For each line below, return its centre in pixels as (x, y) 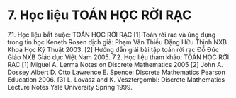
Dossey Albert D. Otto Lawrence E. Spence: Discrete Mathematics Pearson (116, 72)
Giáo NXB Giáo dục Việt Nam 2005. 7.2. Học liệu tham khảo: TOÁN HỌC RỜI (118, 57)
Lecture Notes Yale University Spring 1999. (70, 87)
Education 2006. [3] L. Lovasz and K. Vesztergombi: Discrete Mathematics (116, 79)
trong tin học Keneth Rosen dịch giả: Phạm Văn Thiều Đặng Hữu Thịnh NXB (117, 42)
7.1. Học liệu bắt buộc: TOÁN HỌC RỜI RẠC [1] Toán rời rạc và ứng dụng (112, 35)
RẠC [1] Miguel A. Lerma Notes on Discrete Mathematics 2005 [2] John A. (115, 64)
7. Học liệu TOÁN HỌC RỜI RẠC (100, 15)
